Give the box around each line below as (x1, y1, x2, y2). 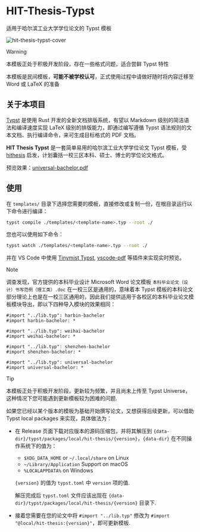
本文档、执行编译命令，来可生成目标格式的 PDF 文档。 (6, 131, 140, 138)
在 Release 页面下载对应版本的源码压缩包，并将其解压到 (14, 427, 152, 435)
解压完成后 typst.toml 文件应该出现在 (14, 492, 108, 499)
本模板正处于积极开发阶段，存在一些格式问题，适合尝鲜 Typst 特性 (6, 60, 169, 67)
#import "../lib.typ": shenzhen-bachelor (6, 344, 111, 350)
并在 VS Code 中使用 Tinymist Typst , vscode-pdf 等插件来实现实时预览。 (6, 254, 185, 261)
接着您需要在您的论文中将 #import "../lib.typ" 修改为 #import (14, 512, 170, 519)
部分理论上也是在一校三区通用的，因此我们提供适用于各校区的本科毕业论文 (6, 293, 189, 301)
